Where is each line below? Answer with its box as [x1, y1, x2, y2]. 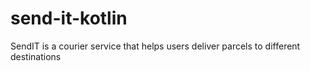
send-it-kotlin [10, 7, 128, 30]
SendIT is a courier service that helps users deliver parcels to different [10, 40, 301, 52]
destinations [10, 50, 62, 62]
